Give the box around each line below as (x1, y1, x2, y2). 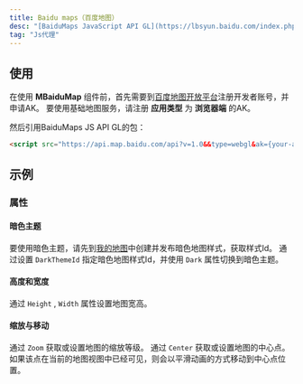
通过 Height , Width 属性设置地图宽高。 (9, 297, 152, 308)
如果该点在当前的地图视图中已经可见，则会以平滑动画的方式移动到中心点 (9, 353, 278, 364)
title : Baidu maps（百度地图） (9, 13, 119, 23)
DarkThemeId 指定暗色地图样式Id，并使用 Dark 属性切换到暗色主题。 (34, 254, 284, 265)
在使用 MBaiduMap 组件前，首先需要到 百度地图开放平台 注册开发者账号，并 (9, 91, 289, 102)
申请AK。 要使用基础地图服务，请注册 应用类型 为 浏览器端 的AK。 (9, 103, 255, 114)
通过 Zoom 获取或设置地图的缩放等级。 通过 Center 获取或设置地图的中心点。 (9, 342, 290, 352)
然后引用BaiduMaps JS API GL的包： (9, 122, 146, 133)
